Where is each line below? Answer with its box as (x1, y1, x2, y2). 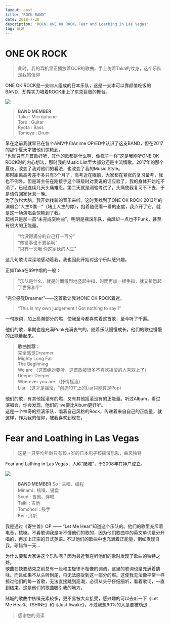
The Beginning (17, 361, 49, 367)
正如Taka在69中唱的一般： (5, 268, 61, 274)
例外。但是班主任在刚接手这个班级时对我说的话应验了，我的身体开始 (14, 178, 156, 185)
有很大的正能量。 (5, 223, 41, 229)
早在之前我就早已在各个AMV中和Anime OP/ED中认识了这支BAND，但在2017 (5, 140, 163, 147)
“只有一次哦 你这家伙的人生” (17, 246, 77, 252)
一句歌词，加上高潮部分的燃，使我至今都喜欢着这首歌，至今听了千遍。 (5, 316, 152, 322)
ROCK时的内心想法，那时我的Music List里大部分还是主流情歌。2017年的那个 (5, 159, 164, 165)
